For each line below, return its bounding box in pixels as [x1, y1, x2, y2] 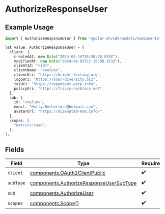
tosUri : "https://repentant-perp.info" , [14, 81, 98, 87]
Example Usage [5, 23, 54, 31]
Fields [5, 145, 25, 153]
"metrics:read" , [14, 122, 48, 127]
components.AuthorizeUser [30, 189, 94, 196]
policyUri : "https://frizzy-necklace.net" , [14, 86, 105, 91]
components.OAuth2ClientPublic [30, 169, 106, 176]
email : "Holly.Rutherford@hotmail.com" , [14, 104, 98, 109]
